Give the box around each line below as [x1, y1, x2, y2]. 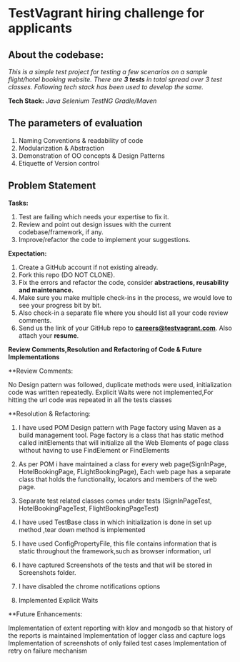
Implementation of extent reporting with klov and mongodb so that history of [8, 623, 234, 632]
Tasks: [8, 199, 29, 207]
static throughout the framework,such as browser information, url [18, 546, 211, 555]
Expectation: [8, 249, 47, 258]
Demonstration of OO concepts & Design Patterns [18, 151, 165, 160]
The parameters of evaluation [8, 117, 143, 129]
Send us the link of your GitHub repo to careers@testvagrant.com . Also [18, 324, 233, 332]
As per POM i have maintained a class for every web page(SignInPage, [18, 459, 227, 468]
